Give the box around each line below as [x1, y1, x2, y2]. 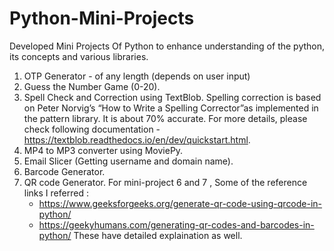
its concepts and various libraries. [9, 50, 149, 62]
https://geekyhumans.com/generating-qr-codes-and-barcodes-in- [38, 218, 315, 231]
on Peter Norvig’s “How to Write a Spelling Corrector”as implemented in [23, 102, 319, 114]
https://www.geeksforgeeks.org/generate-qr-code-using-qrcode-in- [38, 197, 323, 209]
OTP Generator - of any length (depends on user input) [23, 70, 251, 82]
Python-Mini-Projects [9, 7, 195, 30]
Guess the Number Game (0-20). [23, 80, 161, 92]
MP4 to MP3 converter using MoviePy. [23, 144, 184, 156]
